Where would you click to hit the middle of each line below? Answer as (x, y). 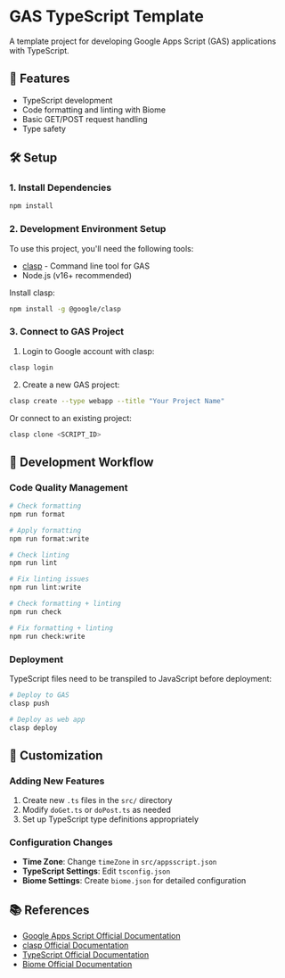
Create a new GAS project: (71, 385)
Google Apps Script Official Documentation (101, 936)
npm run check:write (48, 636)
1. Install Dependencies (61, 187)
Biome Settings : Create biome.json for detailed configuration (134, 881)
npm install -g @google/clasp (65, 309)
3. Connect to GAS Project (67, 332)
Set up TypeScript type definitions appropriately (110, 819)
